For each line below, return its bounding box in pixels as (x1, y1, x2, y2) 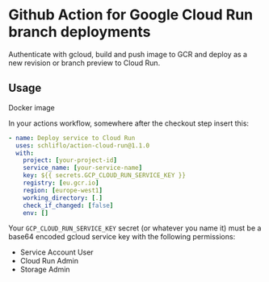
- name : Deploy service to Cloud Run (8, 134, 136, 142)
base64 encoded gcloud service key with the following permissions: (8, 232, 236, 242)
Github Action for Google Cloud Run (8, 6, 254, 24)
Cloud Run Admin (19, 256, 79, 266)
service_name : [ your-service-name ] (23, 164, 143, 172)
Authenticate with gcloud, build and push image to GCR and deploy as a (8, 49, 248, 59)
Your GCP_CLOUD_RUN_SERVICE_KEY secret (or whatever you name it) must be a (8, 223, 262, 233)
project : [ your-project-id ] (23, 156, 117, 164)
